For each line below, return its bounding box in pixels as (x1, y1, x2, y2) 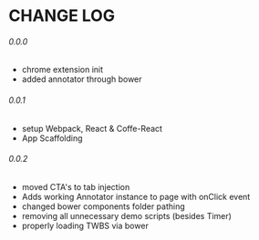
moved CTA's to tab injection (21, 181, 130, 192)
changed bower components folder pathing (21, 201, 186, 212)
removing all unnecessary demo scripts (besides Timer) (21, 210, 232, 221)
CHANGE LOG (8, 5, 116, 26)
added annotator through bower (21, 74, 142, 85)
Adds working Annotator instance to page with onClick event (21, 191, 251, 202)
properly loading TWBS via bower (21, 220, 150, 231)
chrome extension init (21, 65, 104, 75)
